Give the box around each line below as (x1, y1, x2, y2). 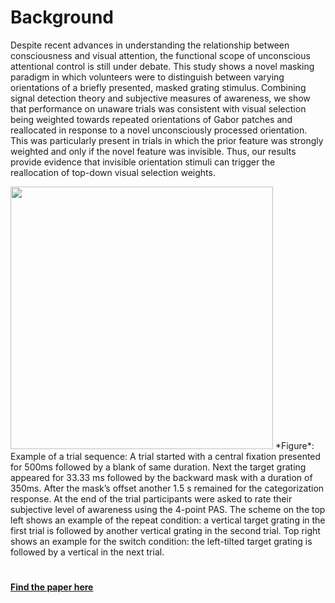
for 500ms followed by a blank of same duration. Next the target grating (10, 461, 307, 473)
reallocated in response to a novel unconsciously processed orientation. (10, 124, 308, 136)
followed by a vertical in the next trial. (10, 546, 165, 558)
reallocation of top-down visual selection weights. (10, 166, 216, 178)
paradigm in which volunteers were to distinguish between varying (10, 71, 285, 83)
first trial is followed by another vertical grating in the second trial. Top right (10, 524, 321, 536)
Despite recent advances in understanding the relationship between (10, 39, 290, 51)
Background (10, 6, 114, 29)
